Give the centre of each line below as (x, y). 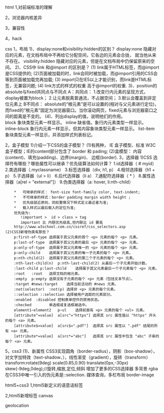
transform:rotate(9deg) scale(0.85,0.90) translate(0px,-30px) (67, 363)
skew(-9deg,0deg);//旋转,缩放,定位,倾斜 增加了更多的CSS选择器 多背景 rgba (82, 369)
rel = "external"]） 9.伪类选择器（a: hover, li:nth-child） (78, 182)
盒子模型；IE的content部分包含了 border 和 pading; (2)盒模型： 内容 (73, 151)
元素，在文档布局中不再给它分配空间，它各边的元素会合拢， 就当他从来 (85, 55)
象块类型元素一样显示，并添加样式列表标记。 (50, 135)
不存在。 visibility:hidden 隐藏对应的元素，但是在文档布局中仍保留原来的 (78, 61)
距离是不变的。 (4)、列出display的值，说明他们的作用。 (70, 116)
